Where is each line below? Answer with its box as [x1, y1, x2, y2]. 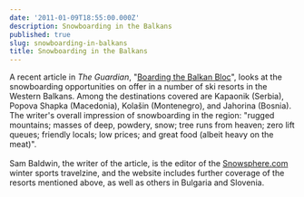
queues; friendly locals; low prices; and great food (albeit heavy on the [9, 129, 274, 140]
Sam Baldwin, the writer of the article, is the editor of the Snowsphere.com [9, 158, 289, 169]
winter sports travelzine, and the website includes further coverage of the [9, 168, 285, 179]
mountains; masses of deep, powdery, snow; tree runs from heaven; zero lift [9, 119, 295, 131]
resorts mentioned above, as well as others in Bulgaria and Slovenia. [9, 177, 265, 188]
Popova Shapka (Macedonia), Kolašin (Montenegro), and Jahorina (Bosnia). [9, 100, 292, 111]
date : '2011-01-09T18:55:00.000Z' [9, 13, 141, 23]
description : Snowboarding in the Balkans [9, 22, 172, 31]
